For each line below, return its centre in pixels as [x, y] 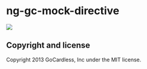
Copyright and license [48, 45]
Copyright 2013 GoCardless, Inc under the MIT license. [74, 60]
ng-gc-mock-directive [63, 11]
